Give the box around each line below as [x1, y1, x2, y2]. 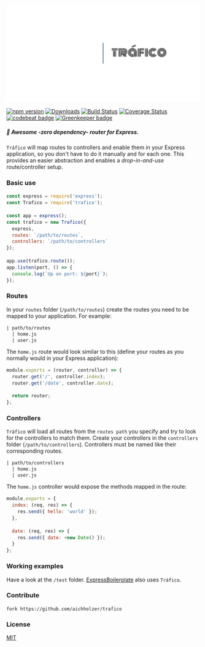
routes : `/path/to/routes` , [12, 232, 84, 238]
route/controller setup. [6, 163, 63, 170]
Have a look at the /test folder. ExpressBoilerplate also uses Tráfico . [6, 576, 182, 583]
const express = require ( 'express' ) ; [6, 193, 103, 199]
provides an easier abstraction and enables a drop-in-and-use [6, 156, 164, 164]
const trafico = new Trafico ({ [6, 219, 87, 225]
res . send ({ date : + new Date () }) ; [17, 534, 106, 541]
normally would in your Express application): [6, 354, 118, 362]
